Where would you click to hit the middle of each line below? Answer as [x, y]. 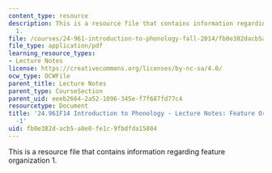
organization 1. [33, 160]
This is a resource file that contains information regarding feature [117, 151]
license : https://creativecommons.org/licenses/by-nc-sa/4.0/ [115, 69]
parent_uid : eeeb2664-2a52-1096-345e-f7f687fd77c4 [96, 99]
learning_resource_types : [52, 53]
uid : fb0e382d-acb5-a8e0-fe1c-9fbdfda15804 [83, 129]
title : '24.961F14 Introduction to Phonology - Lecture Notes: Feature [132, 114]
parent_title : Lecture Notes [57, 83]
